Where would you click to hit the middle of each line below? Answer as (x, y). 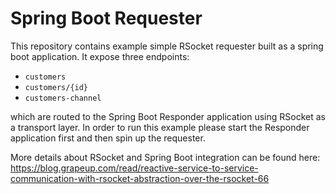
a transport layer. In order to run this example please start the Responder (160, 127)
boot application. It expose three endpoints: (100, 56)
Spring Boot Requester (106, 18)
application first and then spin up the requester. (108, 138)
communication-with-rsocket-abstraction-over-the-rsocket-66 (140, 178)
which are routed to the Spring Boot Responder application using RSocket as (168, 116)
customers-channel (63, 98)
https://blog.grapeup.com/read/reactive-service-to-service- (134, 168)
